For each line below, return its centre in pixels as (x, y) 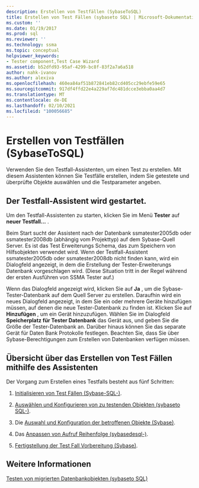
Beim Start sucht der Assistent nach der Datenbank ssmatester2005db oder (99, 233)
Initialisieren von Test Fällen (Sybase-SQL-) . (68, 393)
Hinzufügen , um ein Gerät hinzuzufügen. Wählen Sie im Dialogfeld (88, 314)
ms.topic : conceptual (33, 51)
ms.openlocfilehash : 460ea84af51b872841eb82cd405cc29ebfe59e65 (86, 84)
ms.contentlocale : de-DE (37, 100)
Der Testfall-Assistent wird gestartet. (76, 201)
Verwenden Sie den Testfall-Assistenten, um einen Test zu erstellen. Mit (94, 169)
